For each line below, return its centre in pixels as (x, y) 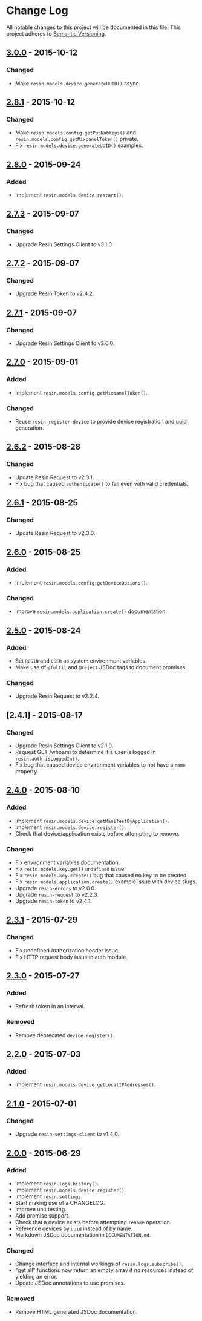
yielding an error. (36, 1277)
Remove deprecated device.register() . (65, 1035)
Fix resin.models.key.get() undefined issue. (70, 869)
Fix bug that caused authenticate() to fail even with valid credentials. (102, 483)
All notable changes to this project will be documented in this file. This (94, 27)
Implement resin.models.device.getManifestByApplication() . (92, 821)
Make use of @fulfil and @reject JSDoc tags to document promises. (101, 667)
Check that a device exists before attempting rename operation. (93, 1222)
